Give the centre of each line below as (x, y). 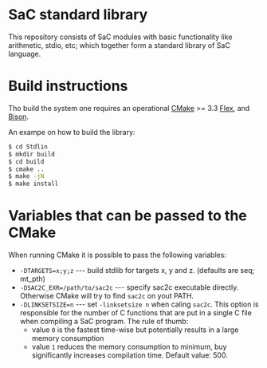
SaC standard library (78, 15)
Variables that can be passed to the (128, 216)
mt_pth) (33, 279)
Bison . (19, 117)
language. (25, 53)
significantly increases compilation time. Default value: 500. (130, 355)
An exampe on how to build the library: (72, 132)
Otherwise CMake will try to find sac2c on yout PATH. (107, 296)
